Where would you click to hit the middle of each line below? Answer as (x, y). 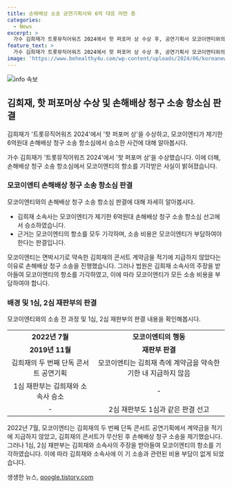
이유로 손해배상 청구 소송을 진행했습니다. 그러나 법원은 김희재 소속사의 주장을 (110, 265)
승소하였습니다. (45, 225)
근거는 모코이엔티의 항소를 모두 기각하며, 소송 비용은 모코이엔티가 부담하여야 (119, 234)
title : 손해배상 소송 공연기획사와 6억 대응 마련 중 (71, 13)
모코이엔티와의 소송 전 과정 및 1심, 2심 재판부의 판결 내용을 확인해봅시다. (104, 319)
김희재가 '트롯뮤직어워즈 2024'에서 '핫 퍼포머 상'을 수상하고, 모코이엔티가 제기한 (115, 134)
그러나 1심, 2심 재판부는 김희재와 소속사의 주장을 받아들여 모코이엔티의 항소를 (110, 445)
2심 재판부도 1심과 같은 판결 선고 (159, 410)
